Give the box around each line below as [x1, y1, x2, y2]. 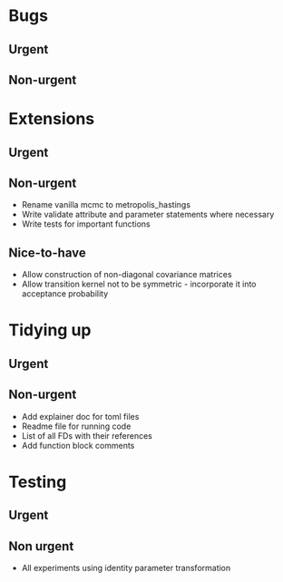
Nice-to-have [8, 245, 87, 260]
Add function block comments [21, 440, 135, 451]
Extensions [8, 109, 95, 130]
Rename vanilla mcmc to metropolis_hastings [21, 199, 191, 210]
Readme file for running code [21, 421, 132, 432]
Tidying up [8, 320, 92, 341]
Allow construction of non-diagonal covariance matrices [21, 269, 232, 280]
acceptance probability [21, 288, 109, 299]
